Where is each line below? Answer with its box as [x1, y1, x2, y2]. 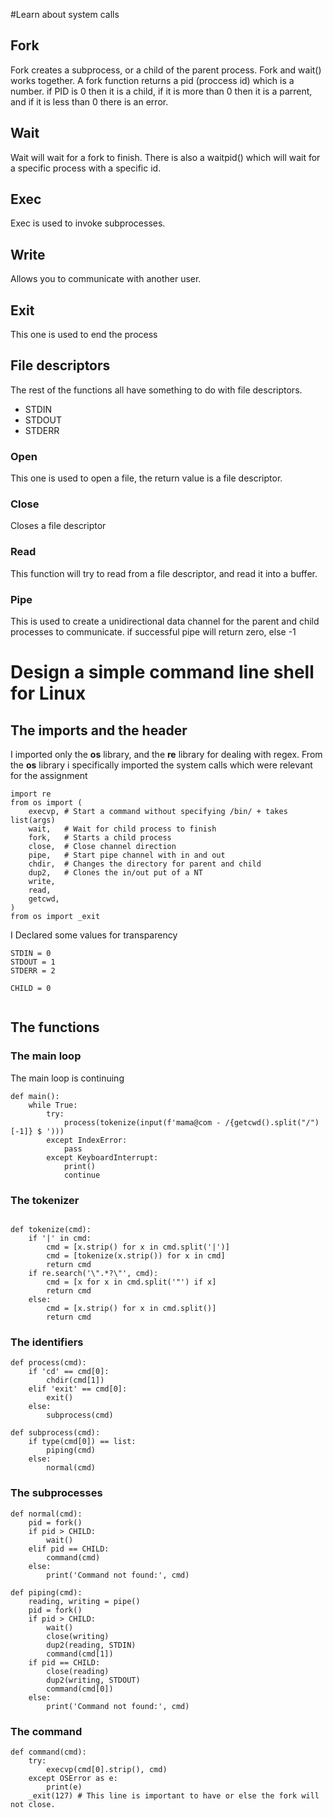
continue [63, 1170, 101, 1180]
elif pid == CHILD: [28, 1544, 110, 1554]
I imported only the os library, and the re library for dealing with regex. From [10, 749, 323, 761]
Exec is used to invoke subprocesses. [10, 217, 166, 229]
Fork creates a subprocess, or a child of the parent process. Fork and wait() [10, 64, 322, 76]
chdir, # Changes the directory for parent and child [28, 859, 262, 869]
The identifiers [10, 1335, 84, 1349]
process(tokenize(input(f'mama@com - [63, 1117, 222, 1128]
